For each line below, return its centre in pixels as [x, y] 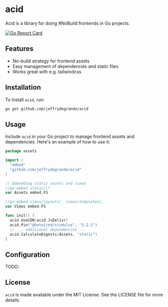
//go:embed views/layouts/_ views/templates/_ [55, 202]
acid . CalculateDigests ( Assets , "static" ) [54, 234]
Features [19, 49]
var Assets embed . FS [27, 193]
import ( [14, 160]
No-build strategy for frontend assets [51, 61]
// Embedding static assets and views [46, 183]
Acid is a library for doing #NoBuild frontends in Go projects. [68, 23]
